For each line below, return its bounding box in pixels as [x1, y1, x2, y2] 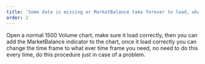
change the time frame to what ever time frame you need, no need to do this [6, 44, 198, 52]
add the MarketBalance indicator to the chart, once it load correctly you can [6, 38, 197, 45]
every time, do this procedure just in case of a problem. [6, 51, 146, 58]
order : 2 [6, 15, 29, 21]
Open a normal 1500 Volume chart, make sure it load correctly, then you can [6, 31, 198, 38]
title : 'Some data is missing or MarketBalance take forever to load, [6, 9, 190, 15]
